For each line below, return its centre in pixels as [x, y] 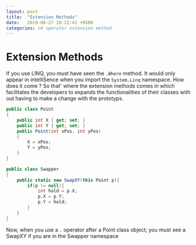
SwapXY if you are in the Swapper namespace [62, 236]
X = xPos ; [39, 142]
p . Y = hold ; [52, 202]
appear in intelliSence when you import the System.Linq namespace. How [95, 80]
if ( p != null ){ [46, 186]
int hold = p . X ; [57, 191]
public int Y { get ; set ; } [51, 125]
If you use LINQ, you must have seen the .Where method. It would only [91, 74]
